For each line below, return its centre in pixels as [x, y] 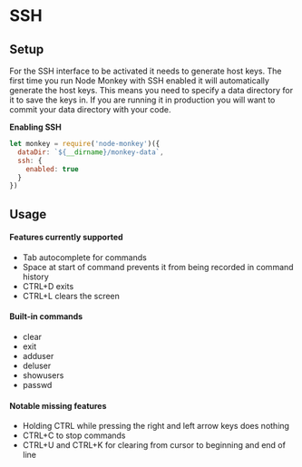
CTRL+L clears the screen [71, 296]
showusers [43, 375]
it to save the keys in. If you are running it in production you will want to [142, 100]
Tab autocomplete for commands [84, 257]
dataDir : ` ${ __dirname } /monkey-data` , [91, 152]
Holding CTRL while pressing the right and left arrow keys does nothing [156, 426]
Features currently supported [67, 238]
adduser [38, 356]
